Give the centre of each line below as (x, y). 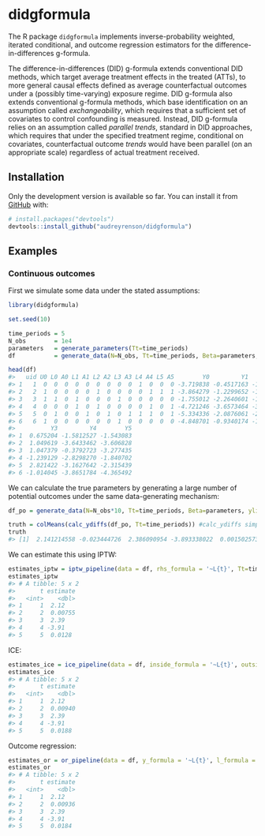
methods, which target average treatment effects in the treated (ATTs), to (127, 77)
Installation (36, 177)
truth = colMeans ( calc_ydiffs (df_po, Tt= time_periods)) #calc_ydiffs (125, 525)
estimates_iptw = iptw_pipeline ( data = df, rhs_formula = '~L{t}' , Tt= (128, 569)
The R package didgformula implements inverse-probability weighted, (121, 36)
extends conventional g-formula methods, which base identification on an (128, 102)
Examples (33, 251)
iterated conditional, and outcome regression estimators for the (111, 44)
